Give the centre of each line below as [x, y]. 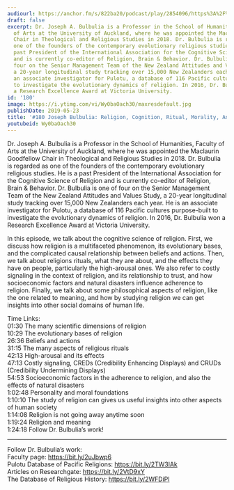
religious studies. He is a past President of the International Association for [114, 173]
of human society [32, 407]
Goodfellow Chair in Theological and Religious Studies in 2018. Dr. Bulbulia [114, 158]
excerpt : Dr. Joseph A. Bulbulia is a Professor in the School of [106, 26]
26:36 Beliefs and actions [44, 340]
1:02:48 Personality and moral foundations [68, 392]
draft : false [26, 20]
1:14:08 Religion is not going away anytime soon [76, 414]
